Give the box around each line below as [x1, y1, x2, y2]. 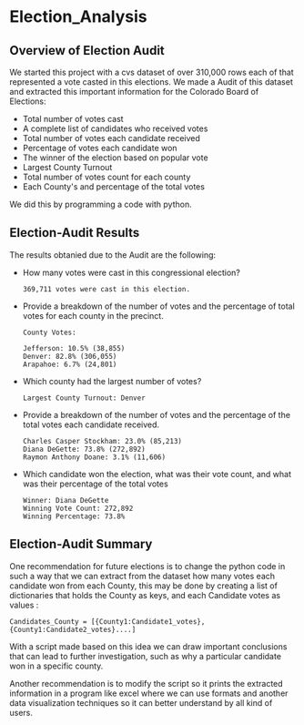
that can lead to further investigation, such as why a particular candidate [9, 650, 282, 661]
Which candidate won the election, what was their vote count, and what [22, 468, 291, 479]
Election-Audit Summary [9, 536, 153, 552]
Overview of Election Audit [9, 43, 166, 58]
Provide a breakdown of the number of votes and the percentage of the [22, 409, 291, 420]
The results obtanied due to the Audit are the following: [9, 249, 217, 260]
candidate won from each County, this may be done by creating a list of [9, 580, 278, 591]
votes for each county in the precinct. [22, 310, 164, 321]
